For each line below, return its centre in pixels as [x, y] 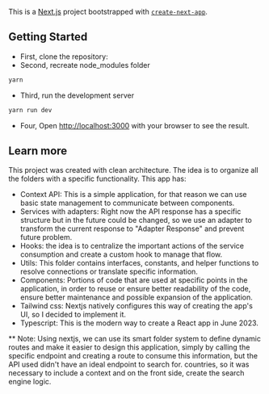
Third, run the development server [77, 95]
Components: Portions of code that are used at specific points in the [134, 280]
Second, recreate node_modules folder [85, 65]
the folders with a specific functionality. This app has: [97, 179]
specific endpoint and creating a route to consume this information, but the [133, 356]
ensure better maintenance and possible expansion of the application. [136, 297]
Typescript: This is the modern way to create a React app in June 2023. [139, 323]
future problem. [46, 237]
